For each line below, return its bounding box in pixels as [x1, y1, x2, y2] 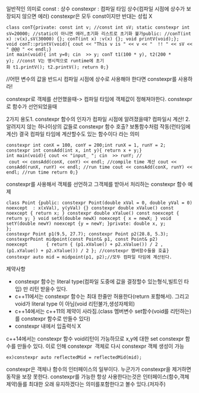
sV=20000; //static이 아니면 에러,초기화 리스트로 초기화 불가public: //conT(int [6, 31, 191, 37]
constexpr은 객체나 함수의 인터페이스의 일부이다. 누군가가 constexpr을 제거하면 [6, 366, 192, 373]
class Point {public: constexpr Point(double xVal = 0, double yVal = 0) [6, 200, 193, 206]
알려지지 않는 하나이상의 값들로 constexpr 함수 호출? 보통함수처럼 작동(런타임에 [6, 123, 191, 130]
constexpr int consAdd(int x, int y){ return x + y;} [6, 147, 143, 153]
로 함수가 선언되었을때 [6, 103, 58, 110]
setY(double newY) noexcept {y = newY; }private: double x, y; [6, 221, 166, 227]
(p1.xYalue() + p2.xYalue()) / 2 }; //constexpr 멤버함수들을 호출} [6, 248, 169, 254]
